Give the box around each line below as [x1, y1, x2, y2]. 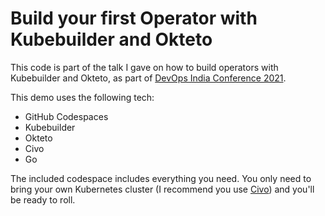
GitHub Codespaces [24, 110, 109, 122]
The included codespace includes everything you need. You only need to [10, 172, 312, 184]
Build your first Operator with [10, 7, 258, 30]
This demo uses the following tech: [10, 91, 155, 103]
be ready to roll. [10, 193, 76, 206]
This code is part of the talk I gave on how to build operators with [10, 61, 279, 73]
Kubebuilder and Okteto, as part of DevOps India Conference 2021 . [10, 72, 287, 84]
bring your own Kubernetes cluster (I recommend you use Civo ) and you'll [10, 183, 315, 195]
